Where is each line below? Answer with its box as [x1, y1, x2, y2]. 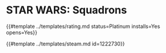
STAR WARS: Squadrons [6, 3, 127, 17]
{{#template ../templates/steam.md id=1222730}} [6, 40, 125, 47]
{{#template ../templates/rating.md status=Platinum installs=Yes [6, 23, 160, 30]
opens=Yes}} [6, 29, 38, 36]
